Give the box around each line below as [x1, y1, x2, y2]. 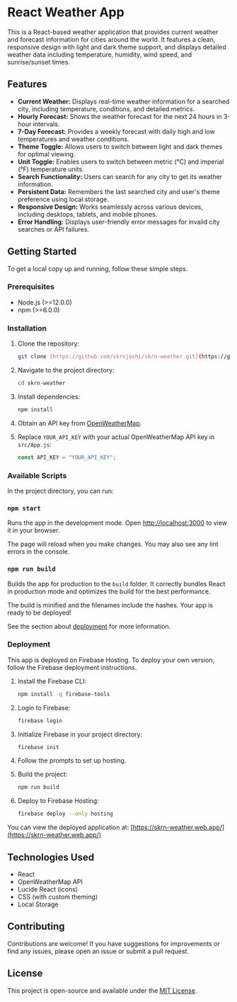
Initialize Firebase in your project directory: [17, 730, 143, 739]
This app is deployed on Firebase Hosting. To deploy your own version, [7, 656, 214, 664]
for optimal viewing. [17, 149, 76, 158]
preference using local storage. [17, 195, 110, 203]
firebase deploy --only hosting [17, 810, 113, 818]
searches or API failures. [17, 224, 90, 234]
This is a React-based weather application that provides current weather [7, 28, 219, 36]
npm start [7, 504, 41, 512]
